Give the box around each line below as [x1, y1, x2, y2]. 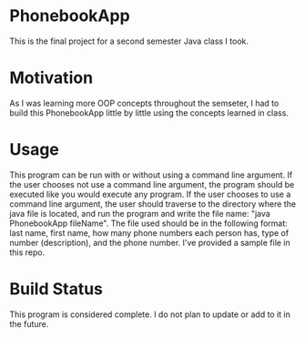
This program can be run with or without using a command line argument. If [9, 169, 293, 180]
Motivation [9, 67, 94, 88]
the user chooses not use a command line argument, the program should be [9, 179, 295, 189]
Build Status [9, 279, 103, 299]
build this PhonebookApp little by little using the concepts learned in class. [9, 107, 290, 118]
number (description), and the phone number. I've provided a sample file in [9, 237, 291, 248]
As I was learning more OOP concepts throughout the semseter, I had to [9, 97, 280, 108]
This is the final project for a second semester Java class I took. [9, 36, 249, 46]
